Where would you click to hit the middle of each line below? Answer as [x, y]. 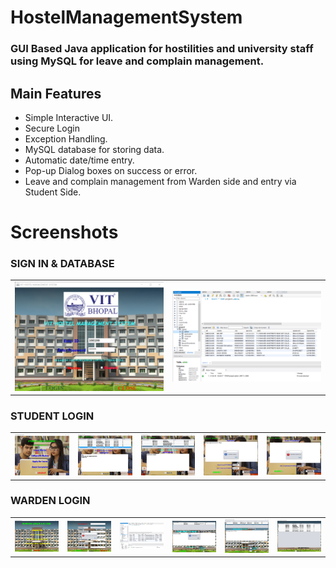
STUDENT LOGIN [52, 416]
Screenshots [64, 232]
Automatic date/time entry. [79, 160]
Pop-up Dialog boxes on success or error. [111, 170]
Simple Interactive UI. [69, 117]
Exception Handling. [66, 138]
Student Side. [53, 192]
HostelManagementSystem [126, 17]
